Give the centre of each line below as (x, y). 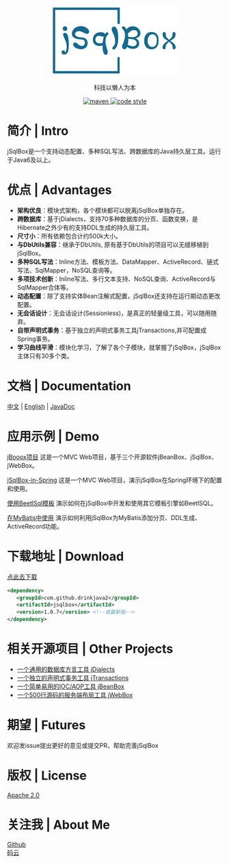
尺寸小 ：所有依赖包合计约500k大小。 (69, 236)
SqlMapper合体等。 (44, 287)
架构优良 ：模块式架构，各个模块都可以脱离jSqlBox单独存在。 (103, 210)
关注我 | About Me (59, 825)
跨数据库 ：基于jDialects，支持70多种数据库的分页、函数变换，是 (107, 218)
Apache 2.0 (23, 795)
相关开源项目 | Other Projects (90, 649)
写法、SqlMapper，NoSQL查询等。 (66, 270)
